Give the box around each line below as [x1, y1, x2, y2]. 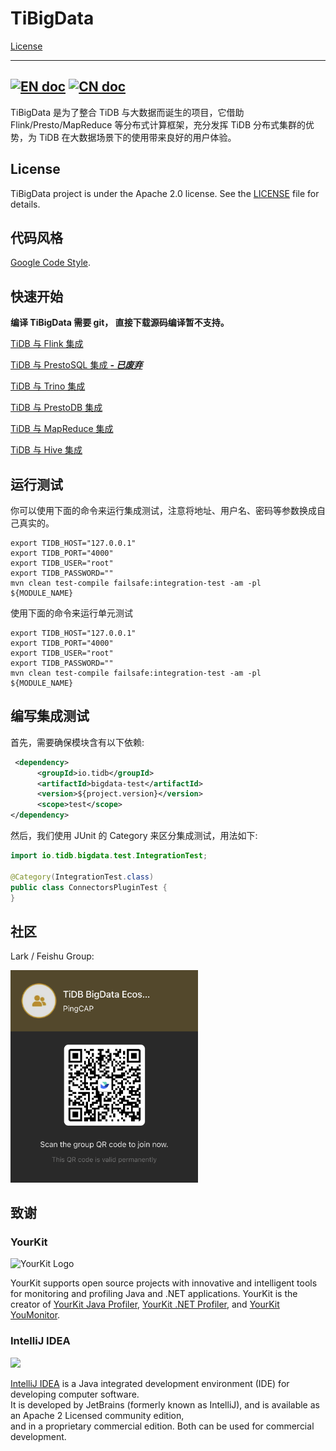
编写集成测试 [10, 708, 90, 725]
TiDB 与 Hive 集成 [10, 444, 83, 456]
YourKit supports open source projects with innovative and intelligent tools [10, 1277, 318, 1289]
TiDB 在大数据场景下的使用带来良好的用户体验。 [38, 131, 237, 143]
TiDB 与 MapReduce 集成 [10, 423, 114, 435]
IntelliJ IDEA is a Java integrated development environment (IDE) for [10, 1377, 290, 1389]
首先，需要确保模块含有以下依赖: [10, 736, 145, 748]
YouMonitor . [10, 1309, 61, 1321]
